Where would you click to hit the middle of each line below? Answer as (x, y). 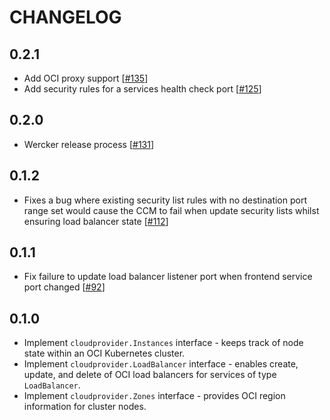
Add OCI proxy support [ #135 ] (86, 78)
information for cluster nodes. (85, 407)
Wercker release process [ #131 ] (89, 144)
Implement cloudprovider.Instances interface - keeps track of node (163, 343)
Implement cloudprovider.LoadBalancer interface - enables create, (161, 364)
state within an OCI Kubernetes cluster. (104, 353)
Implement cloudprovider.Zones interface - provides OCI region (154, 396)
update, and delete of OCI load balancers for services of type (150, 375)
